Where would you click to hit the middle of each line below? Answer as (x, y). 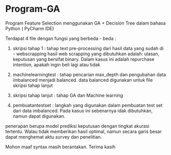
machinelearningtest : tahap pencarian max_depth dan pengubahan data (89, 74)
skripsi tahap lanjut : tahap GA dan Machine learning (68, 95)
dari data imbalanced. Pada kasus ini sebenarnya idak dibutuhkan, (82, 110)
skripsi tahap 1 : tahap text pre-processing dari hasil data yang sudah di (88, 48)
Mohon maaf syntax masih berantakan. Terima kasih (60, 147)
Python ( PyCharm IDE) (30, 28)
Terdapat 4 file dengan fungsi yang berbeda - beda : (61, 38)
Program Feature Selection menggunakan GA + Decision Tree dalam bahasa (85, 23)
